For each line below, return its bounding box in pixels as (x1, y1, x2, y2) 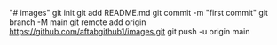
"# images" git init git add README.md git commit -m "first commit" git (9, 8, 269, 18)
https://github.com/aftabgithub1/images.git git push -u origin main (9, 26, 250, 36)
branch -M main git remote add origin (9, 17, 146, 27)
